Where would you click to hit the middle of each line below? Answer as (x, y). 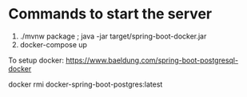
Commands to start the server (110, 14)
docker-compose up (54, 44)
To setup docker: (36, 60)
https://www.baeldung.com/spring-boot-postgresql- (151, 60)
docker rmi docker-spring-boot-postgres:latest (86, 84)
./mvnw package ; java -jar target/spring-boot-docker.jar (113, 36)
